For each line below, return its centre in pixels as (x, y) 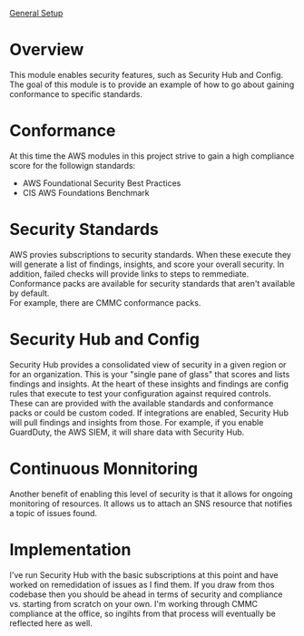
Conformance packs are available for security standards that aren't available (152, 283)
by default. (29, 293)
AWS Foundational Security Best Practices (102, 183)
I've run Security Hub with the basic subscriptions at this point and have (144, 574)
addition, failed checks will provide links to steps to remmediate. (129, 274)
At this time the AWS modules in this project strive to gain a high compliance (152, 156)
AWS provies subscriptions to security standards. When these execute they (151, 254)
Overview (47, 50)
